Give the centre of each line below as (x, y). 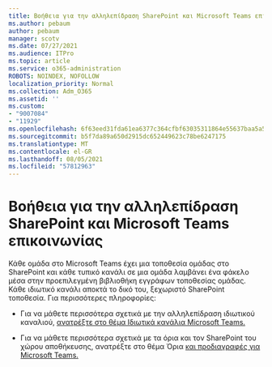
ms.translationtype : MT (49, 144)
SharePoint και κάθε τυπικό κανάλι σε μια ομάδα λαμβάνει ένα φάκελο (129, 272)
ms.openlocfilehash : (43, 129)
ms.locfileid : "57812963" (52, 167)
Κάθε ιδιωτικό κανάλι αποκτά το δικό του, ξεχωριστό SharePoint (117, 289)
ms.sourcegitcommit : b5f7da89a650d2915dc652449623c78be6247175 (117, 136)
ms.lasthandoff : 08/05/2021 (56, 159)
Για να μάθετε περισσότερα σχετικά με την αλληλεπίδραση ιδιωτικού (137, 314)
